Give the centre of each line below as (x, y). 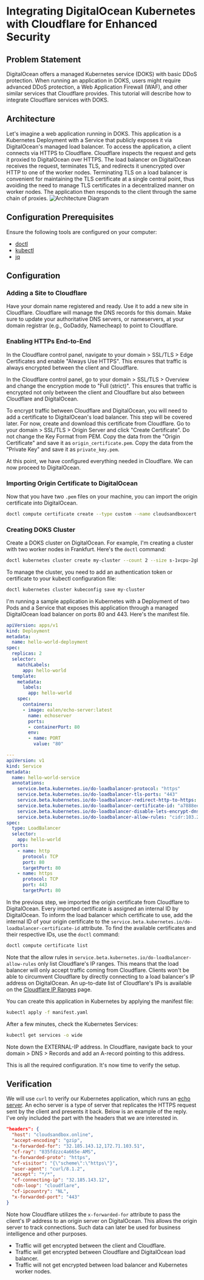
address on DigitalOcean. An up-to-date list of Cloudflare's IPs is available (99, 983)
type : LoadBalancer (36, 828)
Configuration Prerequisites (60, 217)
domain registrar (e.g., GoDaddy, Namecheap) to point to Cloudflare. (92, 326)
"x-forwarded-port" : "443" (46, 1197)
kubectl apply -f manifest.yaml (47, 1012)
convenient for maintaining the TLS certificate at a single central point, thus (100, 179)
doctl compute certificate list (47, 945)
